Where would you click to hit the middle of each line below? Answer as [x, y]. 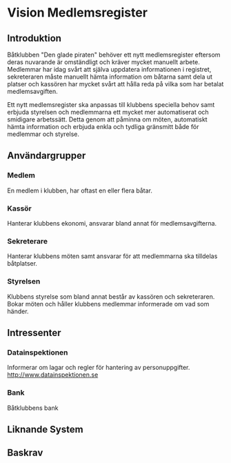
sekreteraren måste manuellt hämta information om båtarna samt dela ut [110, 77]
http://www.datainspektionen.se [53, 375]
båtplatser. [22, 264]
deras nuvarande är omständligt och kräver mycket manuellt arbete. [103, 62]
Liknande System [46, 429]
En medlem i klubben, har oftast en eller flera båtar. [80, 190]
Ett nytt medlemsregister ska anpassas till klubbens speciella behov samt [111, 105]
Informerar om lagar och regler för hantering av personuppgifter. [99, 368]
